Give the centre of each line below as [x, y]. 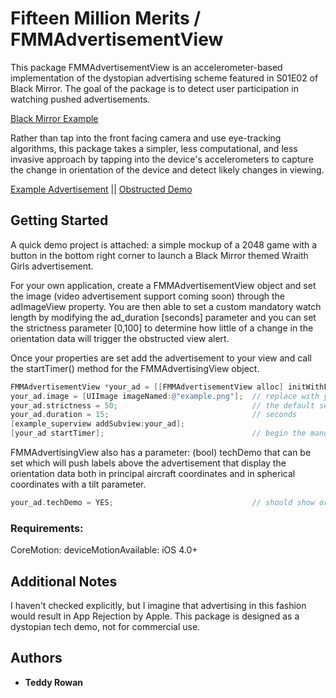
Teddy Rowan [54, 682]
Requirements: [47, 528]
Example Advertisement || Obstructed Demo [101, 189]
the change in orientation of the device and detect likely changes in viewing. [167, 169]
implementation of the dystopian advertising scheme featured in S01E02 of [164, 78]
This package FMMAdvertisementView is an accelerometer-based [146, 67]
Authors [36, 658]
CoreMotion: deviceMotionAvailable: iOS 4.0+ [104, 550]
